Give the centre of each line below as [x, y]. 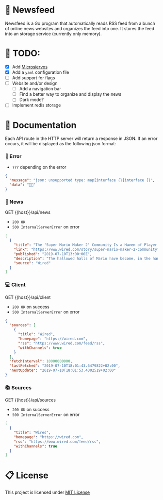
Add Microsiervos [30, 67]
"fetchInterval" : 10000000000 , [41, 362]
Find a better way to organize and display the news [70, 94]
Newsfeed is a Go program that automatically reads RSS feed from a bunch [80, 23]
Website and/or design [35, 83]
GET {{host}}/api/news [28, 212]
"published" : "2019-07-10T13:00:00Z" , [53, 254]
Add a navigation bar [40, 89]
